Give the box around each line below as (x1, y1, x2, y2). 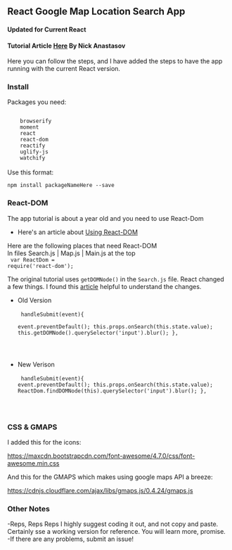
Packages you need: (7, 98, 67, 106)
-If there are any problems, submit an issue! (7, 535, 134, 544)
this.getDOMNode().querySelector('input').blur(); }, (17, 329, 179, 336)
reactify (20, 142, 46, 150)
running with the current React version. (7, 65, 121, 73)
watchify (20, 155, 46, 162)
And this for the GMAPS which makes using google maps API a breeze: (7, 473, 213, 481)
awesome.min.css (7, 459, 60, 468)
